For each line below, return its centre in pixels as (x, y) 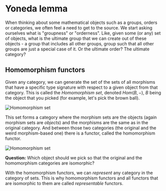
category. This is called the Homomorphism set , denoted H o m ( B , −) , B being (83, 92)
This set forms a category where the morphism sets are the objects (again (81, 117)
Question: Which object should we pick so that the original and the (74, 158)
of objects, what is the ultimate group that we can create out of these (76, 38)
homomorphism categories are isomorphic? (50, 163)
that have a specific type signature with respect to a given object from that (82, 87)
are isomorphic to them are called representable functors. (64, 183)
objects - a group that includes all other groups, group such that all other (80, 43)
